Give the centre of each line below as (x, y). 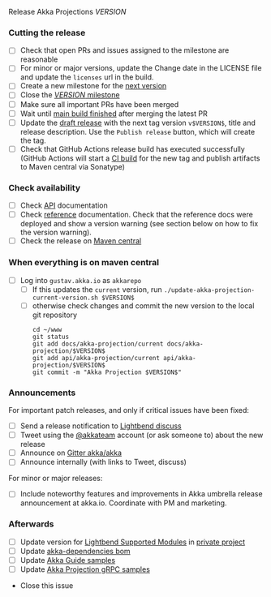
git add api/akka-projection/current (96, 358)
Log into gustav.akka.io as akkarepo (81, 280)
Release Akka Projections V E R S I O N (67, 12)
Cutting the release (47, 32)
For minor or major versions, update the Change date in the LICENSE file (141, 68)
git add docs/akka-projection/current (98, 344)
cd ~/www (47, 329)
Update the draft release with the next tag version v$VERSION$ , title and (138, 122)
